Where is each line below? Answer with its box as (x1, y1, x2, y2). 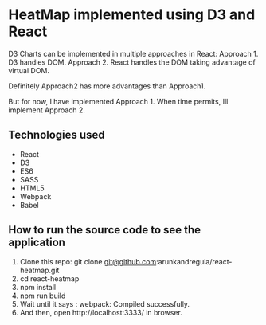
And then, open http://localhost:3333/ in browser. (19, 307, 183, 317)
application (8, 236, 66, 249)
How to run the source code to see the (8, 223, 201, 237)
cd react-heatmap (19, 273, 80, 284)
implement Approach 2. (8, 105, 86, 115)
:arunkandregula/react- (156, 256, 233, 266)
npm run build (19, 291, 66, 300)
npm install (19, 282, 57, 292)
